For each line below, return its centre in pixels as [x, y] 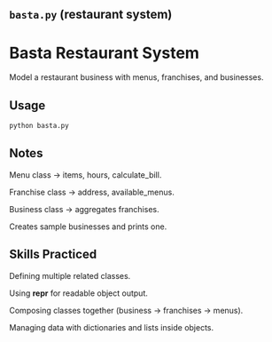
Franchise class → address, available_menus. [92, 192]
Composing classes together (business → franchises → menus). [126, 310]
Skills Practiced [53, 255]
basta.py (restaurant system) [91, 15]
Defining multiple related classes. [70, 275]
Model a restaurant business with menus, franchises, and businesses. [136, 77]
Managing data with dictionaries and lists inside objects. [112, 327]
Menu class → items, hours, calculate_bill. [85, 175]
